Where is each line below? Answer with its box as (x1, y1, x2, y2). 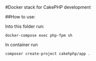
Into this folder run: (5, 23, 44, 29)
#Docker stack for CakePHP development (5, 4, 91, 10)
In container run (5, 42, 38, 48)
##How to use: (5, 14, 36, 19)
